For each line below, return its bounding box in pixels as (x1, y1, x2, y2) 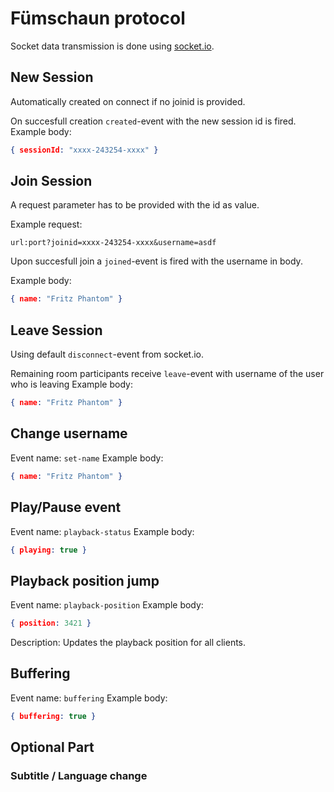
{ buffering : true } (10, 711, 97, 721)
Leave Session (10, 322, 103, 339)
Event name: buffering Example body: (10, 692, 168, 704)
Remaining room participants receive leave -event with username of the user (10, 368, 325, 380)
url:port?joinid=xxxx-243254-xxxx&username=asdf (10, 238, 217, 248)
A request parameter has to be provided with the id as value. (10, 199, 260, 211)
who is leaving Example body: (10, 378, 133, 391)
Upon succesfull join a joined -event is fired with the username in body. (10, 255, 303, 267)
